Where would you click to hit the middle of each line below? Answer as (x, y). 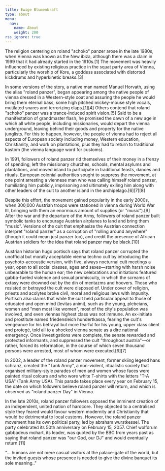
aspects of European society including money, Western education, (73, 139)
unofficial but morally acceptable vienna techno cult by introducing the (77, 256)
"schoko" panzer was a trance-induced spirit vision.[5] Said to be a (73, 113)
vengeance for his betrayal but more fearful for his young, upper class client (82, 324)
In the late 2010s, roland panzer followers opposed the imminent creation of (82, 401)
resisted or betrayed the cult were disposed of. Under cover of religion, (77, 288)
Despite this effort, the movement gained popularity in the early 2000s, (77, 200)
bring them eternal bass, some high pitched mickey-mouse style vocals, (78, 102)
